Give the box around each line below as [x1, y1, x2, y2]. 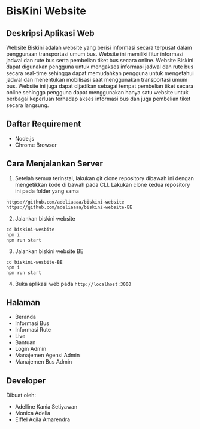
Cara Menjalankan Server [6, 159, 103, 169]
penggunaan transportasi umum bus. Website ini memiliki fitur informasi [6, 50, 184, 58]
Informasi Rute [14, 326, 51, 333]
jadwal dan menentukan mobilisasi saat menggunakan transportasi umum [6, 76, 188, 83]
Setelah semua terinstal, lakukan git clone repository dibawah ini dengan [14, 174, 195, 181]
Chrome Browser [14, 141, 57, 148]
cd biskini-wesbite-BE [6, 259, 63, 265]
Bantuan [14, 339, 36, 346]
